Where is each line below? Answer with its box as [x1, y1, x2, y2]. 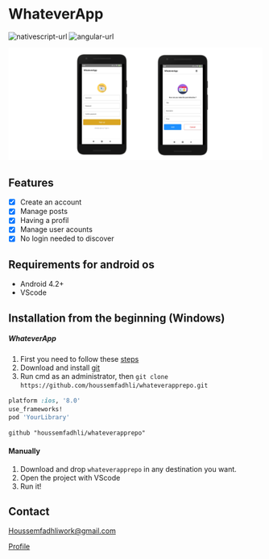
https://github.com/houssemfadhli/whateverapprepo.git [19, 381, 209, 389]
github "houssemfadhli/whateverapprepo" [8, 429, 147, 437]
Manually [8, 446, 40, 456]
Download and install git [19, 363, 101, 372]
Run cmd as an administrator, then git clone [19, 371, 169, 380]
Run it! [19, 481, 42, 491]
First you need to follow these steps [19, 354, 139, 364]
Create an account [19, 197, 82, 207]
